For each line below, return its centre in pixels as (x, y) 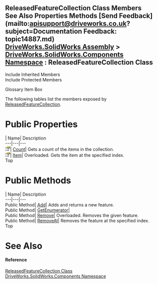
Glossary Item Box (24, 89)
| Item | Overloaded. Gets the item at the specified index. (67, 155)
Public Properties (42, 124)
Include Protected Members (33, 79)
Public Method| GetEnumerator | (38, 210)
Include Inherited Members (33, 74)
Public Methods (38, 180)
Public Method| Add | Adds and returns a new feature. (60, 205)
